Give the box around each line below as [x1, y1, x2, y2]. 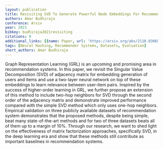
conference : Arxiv [5, 20, 42, 26]
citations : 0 [5, 34, 32, 39]
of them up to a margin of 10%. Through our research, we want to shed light [5, 123, 157, 129]
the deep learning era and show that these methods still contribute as [5, 133, 144, 139]
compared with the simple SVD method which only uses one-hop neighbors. [5, 102, 158, 108]
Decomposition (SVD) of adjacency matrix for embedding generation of [5, 71, 148, 77]
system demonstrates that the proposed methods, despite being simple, [5, 113, 149, 118]
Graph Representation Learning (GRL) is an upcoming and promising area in [5, 61, 157, 67]
